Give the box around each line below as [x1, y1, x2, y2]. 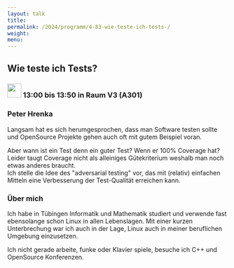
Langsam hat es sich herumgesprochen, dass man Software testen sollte [7, 125, 218, 133]
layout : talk [7, 10, 46, 18]
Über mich [7, 194, 43, 203]
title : [7, 17, 27, 24]
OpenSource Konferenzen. [7, 253, 84, 262]
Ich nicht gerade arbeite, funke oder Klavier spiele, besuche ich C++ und [7, 246, 217, 254]
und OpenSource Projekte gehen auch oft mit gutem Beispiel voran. [7, 133, 202, 141]
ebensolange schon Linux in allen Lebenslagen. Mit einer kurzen [7, 217, 193, 225]
